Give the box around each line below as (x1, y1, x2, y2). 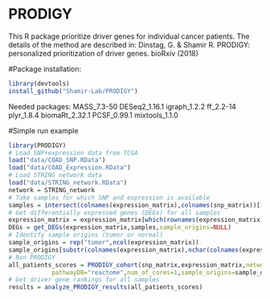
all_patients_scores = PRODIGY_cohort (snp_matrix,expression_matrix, (8, 260, 247, 269)
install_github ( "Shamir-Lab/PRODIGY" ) (8, 87, 138, 95)
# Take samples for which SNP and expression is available (8, 194, 211, 202)
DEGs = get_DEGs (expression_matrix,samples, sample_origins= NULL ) (8, 223, 231, 231)
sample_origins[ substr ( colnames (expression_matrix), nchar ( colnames (8, 246, 239, 254)
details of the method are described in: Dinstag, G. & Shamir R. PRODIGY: (8, 39, 251, 49)
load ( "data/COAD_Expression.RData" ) (8, 164, 131, 172)
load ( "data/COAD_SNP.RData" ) (8, 156, 106, 165)
